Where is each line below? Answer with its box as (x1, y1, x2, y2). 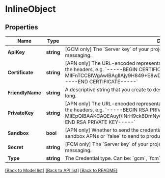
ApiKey (7, 49, 26, 55)
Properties (5, 23, 38, 31)
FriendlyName (7, 89, 42, 96)
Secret (7, 144, 24, 151)
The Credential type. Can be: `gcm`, (65, 155, 147, 161)
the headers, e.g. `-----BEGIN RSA (65, 106, 149, 113)
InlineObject (5, 3, 56, 15)
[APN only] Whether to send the (65, 127, 139, 133)
